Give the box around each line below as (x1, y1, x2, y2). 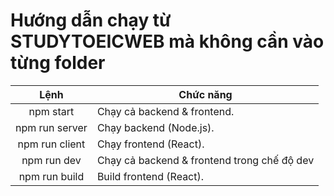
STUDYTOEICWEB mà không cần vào (10, 30, 325, 53)
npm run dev (21, 153, 82, 167)
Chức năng (178, 87, 233, 101)
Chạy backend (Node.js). (96, 120, 215, 134)
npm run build (18, 169, 85, 183)
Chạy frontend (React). (96, 137, 205, 151)
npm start (28, 104, 75, 118)
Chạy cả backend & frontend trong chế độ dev (96, 153, 315, 167)
